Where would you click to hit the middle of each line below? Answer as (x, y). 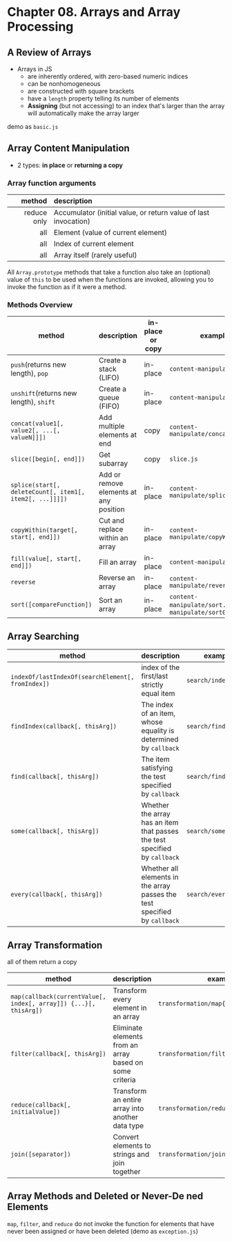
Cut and (112, 521)
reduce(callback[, (41, 1105)
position (112, 509)
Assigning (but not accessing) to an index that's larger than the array (126, 106)
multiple (112, 426)
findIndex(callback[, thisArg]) (64, 726)
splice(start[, (36, 485)
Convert (126, 1137)
